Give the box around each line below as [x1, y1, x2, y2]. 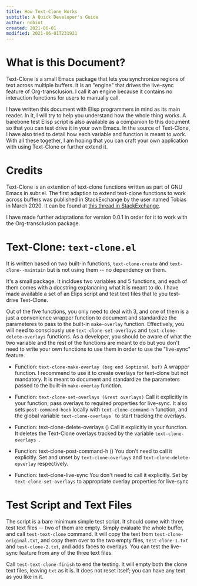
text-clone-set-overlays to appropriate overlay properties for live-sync [14, 478, 189, 485]
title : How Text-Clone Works [6, 8, 78, 15]
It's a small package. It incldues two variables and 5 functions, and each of [6, 278, 188, 285]
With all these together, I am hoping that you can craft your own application [6, 137, 188, 144]
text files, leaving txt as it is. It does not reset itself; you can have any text [6, 567, 185, 574]
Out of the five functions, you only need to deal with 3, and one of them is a [6, 308, 189, 315]
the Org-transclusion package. [6, 220, 81, 227]
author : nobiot [6, 19, 44, 25]
